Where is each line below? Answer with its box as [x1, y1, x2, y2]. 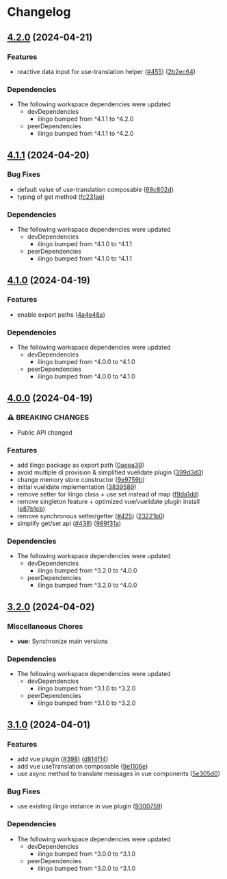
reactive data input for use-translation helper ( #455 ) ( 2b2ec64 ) [16, 67, 196, 75]
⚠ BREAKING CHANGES [7, 413, 90, 422]
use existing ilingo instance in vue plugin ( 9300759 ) [16, 802, 163, 810]
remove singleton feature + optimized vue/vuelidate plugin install [16, 498, 200, 506]
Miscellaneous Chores [7, 621, 83, 631]
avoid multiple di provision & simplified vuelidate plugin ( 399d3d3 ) [16, 468, 204, 477]
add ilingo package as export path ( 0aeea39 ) [16, 461, 145, 470]
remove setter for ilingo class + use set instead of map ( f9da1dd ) [16, 490, 200, 498]
